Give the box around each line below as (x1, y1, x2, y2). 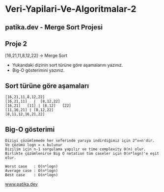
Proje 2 (5, 39, 27, 48)
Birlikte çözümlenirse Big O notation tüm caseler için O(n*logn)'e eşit (5, 151, 160, 156)
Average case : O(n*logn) (5, 168, 58, 173)
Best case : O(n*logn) (5, 173, 58, 178)
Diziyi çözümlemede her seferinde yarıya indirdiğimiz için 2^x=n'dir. (5, 138, 155, 143)
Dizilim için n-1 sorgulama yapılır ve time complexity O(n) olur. (5, 147, 146, 152)
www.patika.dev (5, 181, 38, 187)
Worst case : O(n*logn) (5, 164, 58, 169)
